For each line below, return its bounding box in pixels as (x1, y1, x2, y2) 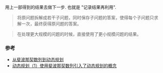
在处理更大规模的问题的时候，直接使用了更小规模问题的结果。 (17, 31, 142, 37)
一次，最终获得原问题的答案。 (21, 21, 81, 26)
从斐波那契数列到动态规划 (12, 57, 64, 63)
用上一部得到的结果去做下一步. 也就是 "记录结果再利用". (5, 4, 116, 10)
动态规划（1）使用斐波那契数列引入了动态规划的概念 (12, 63, 117, 69)
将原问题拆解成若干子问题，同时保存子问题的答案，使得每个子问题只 (17, 15, 154, 21)
